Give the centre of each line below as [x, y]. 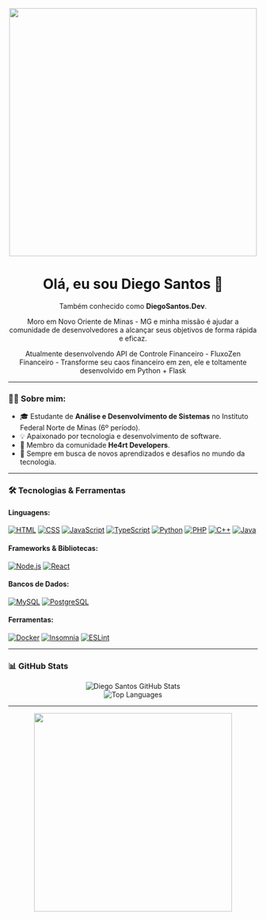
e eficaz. [133, 338]
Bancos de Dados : [39, 584]
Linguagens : [29, 512]
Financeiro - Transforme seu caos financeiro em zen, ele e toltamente [133, 362]
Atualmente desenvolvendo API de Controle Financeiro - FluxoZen [133, 353]
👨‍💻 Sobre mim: [37, 398]
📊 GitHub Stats [38, 666]
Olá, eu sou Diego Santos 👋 [133, 284]
